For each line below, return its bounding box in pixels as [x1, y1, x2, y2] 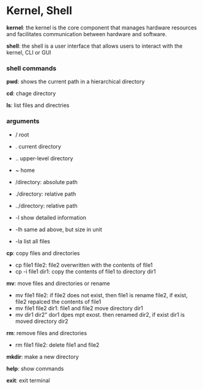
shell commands [6, 64, 57, 72]
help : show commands [6, 365, 64, 372]
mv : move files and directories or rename [6, 280, 110, 287]
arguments [6, 117, 40, 125]
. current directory [15, 143, 61, 150]
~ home [15, 166, 35, 174]
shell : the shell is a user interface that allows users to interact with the [6, 42, 183, 50]
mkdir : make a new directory [6, 353, 79, 360]
